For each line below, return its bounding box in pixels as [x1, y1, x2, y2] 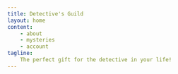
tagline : [7, 50, 33, 57]
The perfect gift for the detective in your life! [20, 56, 172, 63]
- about [20, 30, 42, 37]
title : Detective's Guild [7, 10, 83, 18]
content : [7, 23, 33, 30]
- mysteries [20, 37, 55, 44]
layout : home [7, 17, 46, 24]
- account [20, 43, 49, 50]
